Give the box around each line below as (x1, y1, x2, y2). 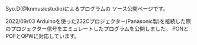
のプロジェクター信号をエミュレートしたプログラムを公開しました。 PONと (5, 25, 189, 32)
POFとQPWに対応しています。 (5, 33, 80, 40)
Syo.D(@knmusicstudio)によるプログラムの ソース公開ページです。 (5, 5, 169, 12)
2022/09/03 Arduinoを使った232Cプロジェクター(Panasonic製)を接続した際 (5, 18, 192, 25)
